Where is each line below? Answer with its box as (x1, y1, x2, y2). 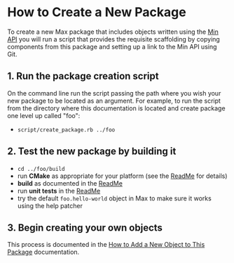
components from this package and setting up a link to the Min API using (7, 42, 217, 51)
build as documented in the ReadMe (17, 179, 123, 187)
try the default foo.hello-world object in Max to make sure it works (17, 194, 212, 203)
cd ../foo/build (17, 165, 65, 172)
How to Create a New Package (7, 4, 187, 20)
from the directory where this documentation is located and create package (7, 103, 226, 113)
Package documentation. (7, 248, 80, 257)
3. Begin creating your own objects (7, 222, 163, 233)
